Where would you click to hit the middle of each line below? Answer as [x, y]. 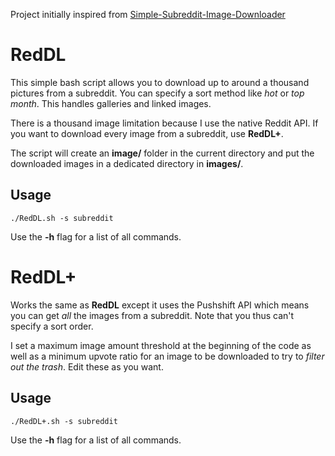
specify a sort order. [52, 326]
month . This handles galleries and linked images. [111, 103]
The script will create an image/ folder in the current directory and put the [162, 153]
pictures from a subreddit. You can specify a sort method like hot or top [157, 93]
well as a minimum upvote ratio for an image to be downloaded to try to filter [167, 356]
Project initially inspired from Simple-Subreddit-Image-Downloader [148, 14]
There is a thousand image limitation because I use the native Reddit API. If [164, 123]
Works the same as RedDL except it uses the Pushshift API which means [160, 305]
